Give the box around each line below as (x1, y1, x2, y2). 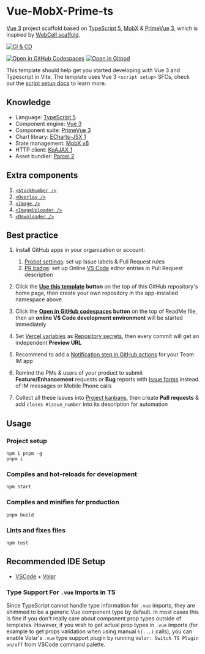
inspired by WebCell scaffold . (6, 31, 81, 38)
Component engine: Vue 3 (15, 120, 82, 127)
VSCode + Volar (15, 573, 56, 580)
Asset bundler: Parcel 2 (15, 152, 75, 160)
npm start (6, 484, 32, 490)
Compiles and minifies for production (6, 498, 119, 507)
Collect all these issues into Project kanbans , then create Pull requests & (15, 394, 199, 402)
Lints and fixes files (6, 526, 66, 534)
